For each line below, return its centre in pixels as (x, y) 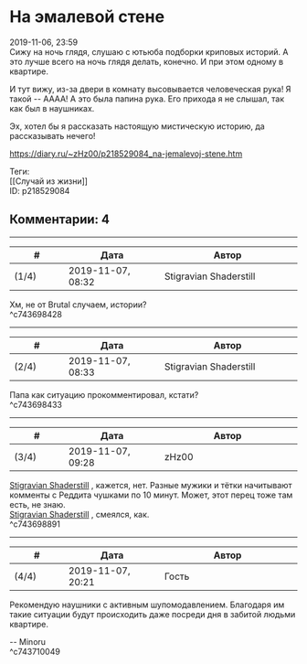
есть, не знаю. (37, 504)
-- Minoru (28, 641)
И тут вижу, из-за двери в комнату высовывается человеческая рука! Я (150, 89)
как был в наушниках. (52, 108)
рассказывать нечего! (53, 135)
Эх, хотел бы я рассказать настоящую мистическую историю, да (137, 126)
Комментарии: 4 (60, 220)
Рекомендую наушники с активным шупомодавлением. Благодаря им (147, 605)
